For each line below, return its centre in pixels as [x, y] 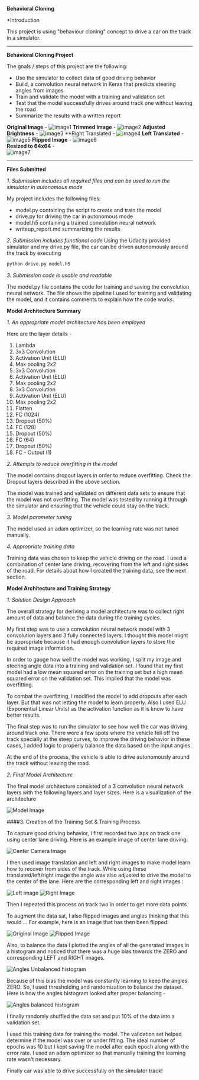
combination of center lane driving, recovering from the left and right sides [97, 564]
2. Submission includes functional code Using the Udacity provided [89, 240]
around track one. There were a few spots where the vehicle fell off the [93, 733]
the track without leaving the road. [48, 763]
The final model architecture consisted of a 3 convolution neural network [95, 786]
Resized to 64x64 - [31, 146]
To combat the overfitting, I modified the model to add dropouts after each [97, 696]
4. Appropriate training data [41, 546]
